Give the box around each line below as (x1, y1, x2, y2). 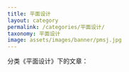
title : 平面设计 (7, 10, 51, 18)
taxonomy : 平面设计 (7, 30, 61, 37)
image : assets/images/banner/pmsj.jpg (7, 37, 122, 44)
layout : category (7, 17, 59, 24)
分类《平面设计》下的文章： (7, 57, 89, 66)
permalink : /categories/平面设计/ (7, 23, 105, 30)
